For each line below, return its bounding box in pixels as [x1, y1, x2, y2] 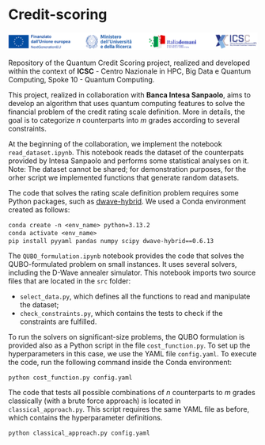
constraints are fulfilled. [19, 317, 97, 326]
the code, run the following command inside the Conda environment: [8, 357, 232, 367]
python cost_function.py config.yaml [8, 374, 133, 382]
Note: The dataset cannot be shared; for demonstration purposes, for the [8, 164, 247, 173]
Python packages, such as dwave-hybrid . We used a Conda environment [8, 196, 247, 206]
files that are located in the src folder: [8, 276, 131, 286]
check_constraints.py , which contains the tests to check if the [19, 308, 223, 318]
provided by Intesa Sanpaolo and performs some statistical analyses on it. [8, 156, 249, 165]
